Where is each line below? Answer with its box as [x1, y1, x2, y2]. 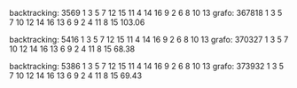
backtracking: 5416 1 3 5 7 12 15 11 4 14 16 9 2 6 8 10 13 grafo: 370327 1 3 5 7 [9, 35, 289, 44]
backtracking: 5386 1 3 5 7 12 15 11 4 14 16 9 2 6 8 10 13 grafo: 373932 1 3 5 [9, 61, 285, 71]
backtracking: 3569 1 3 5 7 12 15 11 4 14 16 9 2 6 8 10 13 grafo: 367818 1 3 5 [9, 8, 283, 18]
